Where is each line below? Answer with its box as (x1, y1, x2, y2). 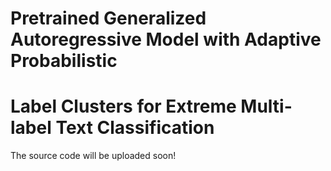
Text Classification (55, 117, 215, 139)
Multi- (240, 95, 293, 118)
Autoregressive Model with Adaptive (10, 28, 322, 51)
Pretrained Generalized (10, 7, 207, 30)
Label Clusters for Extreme (10, 95, 237, 118)
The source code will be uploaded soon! (10, 150, 177, 162)
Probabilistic (10, 50, 118, 72)
